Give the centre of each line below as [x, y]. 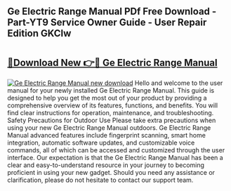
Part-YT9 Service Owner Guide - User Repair [107, 23]
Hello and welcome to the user [179, 83]
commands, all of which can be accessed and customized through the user [116, 150]
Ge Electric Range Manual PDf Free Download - [112, 12]
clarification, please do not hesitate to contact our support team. [100, 180]
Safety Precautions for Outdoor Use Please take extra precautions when [112, 120]
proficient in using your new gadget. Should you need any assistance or [111, 172]
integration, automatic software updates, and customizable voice [101, 143]
